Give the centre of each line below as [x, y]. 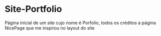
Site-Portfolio [33, 9]
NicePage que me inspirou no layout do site [50, 28]
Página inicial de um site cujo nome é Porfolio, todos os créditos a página [80, 23]
